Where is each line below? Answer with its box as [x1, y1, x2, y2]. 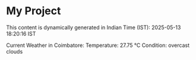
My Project [6, 4, 61, 18]
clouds [6, 48, 23, 55]
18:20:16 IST [6, 30, 36, 37]
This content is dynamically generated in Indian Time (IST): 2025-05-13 [6, 24, 181, 31]
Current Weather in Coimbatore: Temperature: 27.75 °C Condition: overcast [6, 42, 190, 49]
